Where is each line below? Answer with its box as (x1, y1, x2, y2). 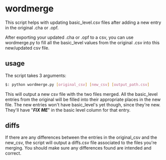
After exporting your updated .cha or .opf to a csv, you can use (5, 34, 134, 40)
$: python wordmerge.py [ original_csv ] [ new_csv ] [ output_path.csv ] (5, 82, 150, 87)
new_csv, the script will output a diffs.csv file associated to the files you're (5, 140, 157, 146)
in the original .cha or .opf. (5, 24, 59, 30)
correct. (5, 150, 21, 157)
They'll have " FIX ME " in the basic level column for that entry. (5, 107, 131, 113)
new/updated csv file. (5, 45, 50, 51)
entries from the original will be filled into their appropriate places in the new (5, 96, 161, 102)
